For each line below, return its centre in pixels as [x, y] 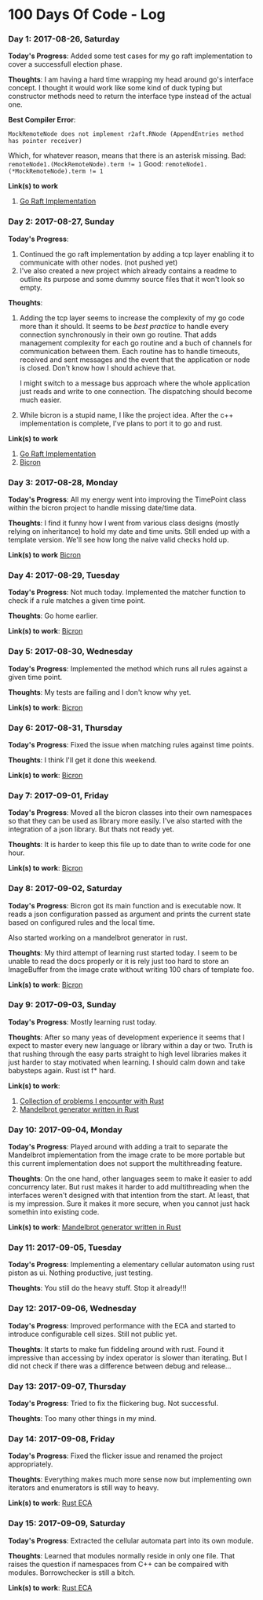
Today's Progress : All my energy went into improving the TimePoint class [127, 499]
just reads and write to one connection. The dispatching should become [136, 391]
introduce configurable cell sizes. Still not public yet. [93, 1334]
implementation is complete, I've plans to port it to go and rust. [121, 423]
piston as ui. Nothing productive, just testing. [80, 1273]
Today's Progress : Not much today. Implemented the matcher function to [127, 592]
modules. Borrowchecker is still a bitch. [72, 1573]
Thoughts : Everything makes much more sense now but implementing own [130, 1479]
